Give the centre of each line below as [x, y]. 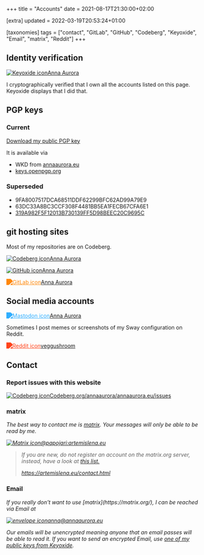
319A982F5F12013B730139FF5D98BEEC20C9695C [80, 213]
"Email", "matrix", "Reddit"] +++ [46, 39]
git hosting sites [37, 232]
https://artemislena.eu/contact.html [66, 473]
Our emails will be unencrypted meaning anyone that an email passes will [99, 532]
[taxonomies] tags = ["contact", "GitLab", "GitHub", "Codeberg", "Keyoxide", [101, 32]
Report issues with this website [54, 382]
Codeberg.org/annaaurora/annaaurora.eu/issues [111, 396]
